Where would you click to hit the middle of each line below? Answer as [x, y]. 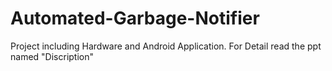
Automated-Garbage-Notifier [135, 18]
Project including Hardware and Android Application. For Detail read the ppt [166, 46]
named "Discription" [52, 56]
